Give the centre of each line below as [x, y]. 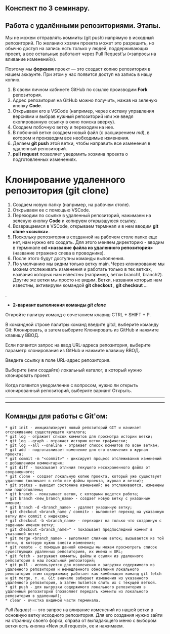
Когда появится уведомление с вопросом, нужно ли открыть [72, 385]
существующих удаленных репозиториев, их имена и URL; [64, 552]
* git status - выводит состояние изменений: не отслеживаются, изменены [85, 485]
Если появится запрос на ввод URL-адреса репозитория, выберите [78, 345]
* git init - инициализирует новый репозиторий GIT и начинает [73, 428]
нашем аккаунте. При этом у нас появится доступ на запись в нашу [79, 74]
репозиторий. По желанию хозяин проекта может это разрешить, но [80, 43]
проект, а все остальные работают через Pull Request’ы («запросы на [81, 54]
